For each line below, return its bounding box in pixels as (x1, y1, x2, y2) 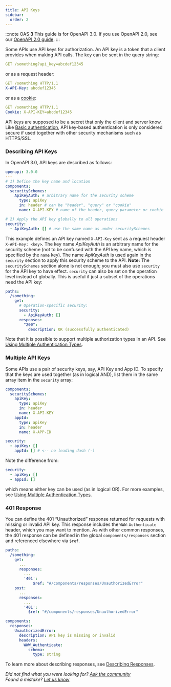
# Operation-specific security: (18, 303, 88, 308)
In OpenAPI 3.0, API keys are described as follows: (5, 160, 112, 166)
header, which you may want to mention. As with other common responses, (5, 527, 165, 533)
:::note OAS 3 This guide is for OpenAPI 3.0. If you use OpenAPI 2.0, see (5, 31, 158, 37)
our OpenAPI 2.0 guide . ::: (5, 36, 60, 42)
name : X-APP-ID (18, 429, 52, 435)
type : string (32, 652, 60, 657)
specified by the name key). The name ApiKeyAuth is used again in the (5, 252, 152, 258)
